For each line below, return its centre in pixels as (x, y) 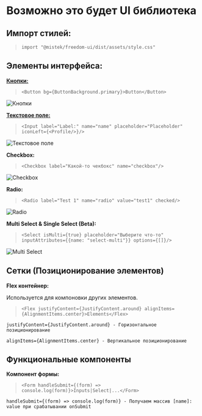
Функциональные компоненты (69, 359)
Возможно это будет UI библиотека (101, 11)
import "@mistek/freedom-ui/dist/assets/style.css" (88, 47)
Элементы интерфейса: (54, 66)
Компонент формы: (33, 374)
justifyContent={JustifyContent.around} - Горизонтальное (81, 325)
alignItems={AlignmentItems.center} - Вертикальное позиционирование (97, 341)
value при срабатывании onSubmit (49, 407)
